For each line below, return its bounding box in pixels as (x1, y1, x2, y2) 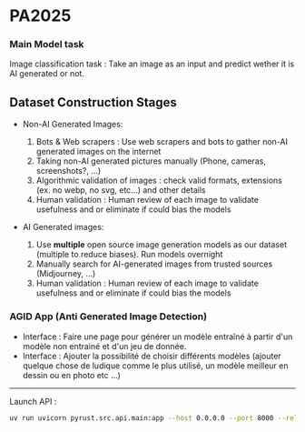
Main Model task (9, 38, 84, 51)
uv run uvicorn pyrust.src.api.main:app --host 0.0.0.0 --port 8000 (9, 413, 274, 423)
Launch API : (9, 396, 57, 407)
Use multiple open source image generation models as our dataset (35, 239, 288, 250)
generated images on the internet (35, 146, 162, 157)
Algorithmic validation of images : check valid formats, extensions (35, 175, 283, 186)
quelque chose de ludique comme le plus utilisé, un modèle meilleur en (22, 360, 289, 371)
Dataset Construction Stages (9, 95, 177, 110)
